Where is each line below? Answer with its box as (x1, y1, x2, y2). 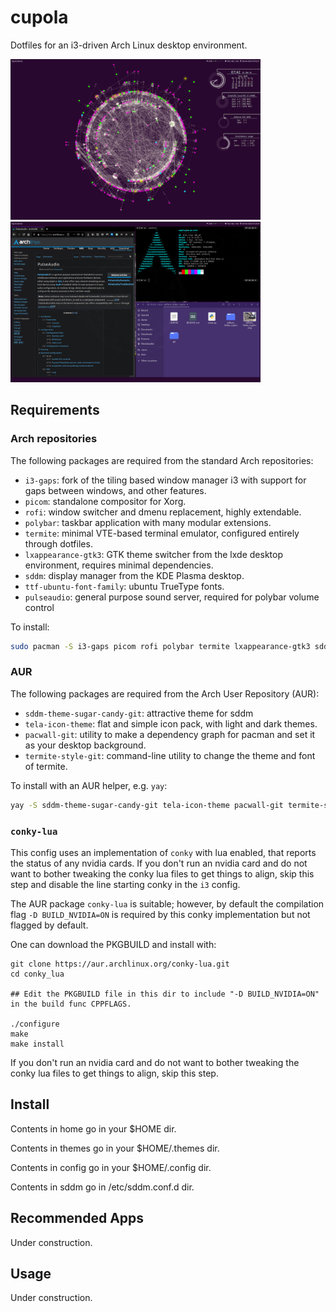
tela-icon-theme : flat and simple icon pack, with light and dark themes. (24, 717, 318, 730)
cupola (10, 6, 69, 29)
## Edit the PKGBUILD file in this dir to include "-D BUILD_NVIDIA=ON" (10, 989, 320, 1000)
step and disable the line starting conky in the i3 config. (10, 879, 241, 891)
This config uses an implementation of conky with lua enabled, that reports (10, 847, 317, 859)
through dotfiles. (24, 537, 93, 550)
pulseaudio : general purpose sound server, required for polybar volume (24, 591, 320, 603)
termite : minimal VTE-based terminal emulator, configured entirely (24, 527, 300, 539)
